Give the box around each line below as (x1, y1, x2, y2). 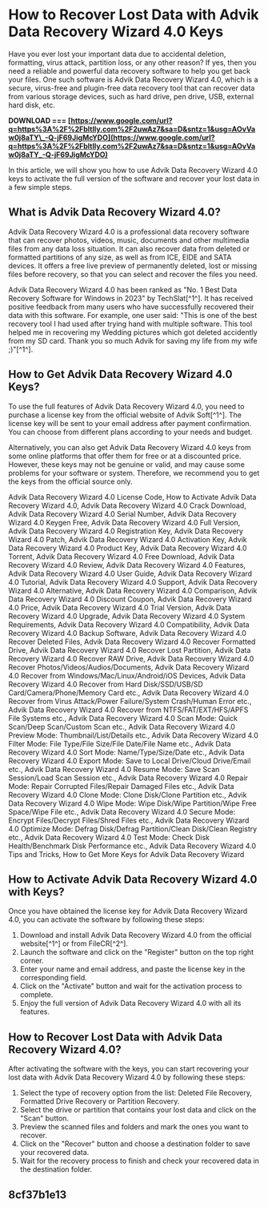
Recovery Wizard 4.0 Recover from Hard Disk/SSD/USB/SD (8, 679, 204, 689)
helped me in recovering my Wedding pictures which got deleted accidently (8, 327, 258, 337)
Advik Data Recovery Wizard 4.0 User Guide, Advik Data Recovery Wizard (8, 569, 253, 578)
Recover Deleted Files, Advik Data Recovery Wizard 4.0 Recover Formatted (8, 637, 256, 646)
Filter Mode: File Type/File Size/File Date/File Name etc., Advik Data (8, 738, 231, 748)
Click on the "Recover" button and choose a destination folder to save (19, 1139, 250, 1149)
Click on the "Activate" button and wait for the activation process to (19, 981, 242, 991)
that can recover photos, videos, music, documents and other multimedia (8, 235, 250, 245)
